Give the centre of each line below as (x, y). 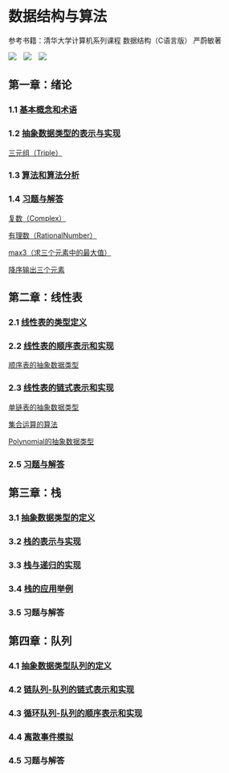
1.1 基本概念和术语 (43, 110)
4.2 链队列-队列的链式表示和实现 (72, 689)
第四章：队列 (40, 640)
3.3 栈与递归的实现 (45, 565)
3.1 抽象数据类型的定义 (52, 517)
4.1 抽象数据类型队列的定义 (60, 666)
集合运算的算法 (33, 424)
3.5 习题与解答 (37, 612)
